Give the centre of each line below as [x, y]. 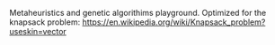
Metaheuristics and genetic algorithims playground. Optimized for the [138, 13]
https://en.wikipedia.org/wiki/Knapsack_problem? [174, 22]
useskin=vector [38, 31]
